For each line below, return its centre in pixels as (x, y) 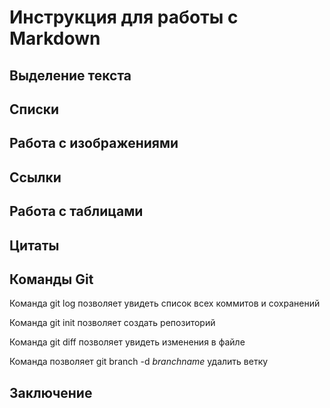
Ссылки (35, 177)
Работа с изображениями (94, 143)
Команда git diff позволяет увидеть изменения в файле (127, 342)
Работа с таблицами (76, 211)
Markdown (55, 38)
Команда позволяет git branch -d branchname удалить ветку (139, 362)
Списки (34, 109)
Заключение (51, 392)
